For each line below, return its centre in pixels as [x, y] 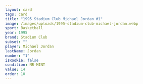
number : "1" [17, 56]
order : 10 [15, 74]
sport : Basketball [24, 28]
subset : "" [16, 42]
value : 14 [15, 70]
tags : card [16, 14]
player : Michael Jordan [30, 46]
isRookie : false [22, 60]
